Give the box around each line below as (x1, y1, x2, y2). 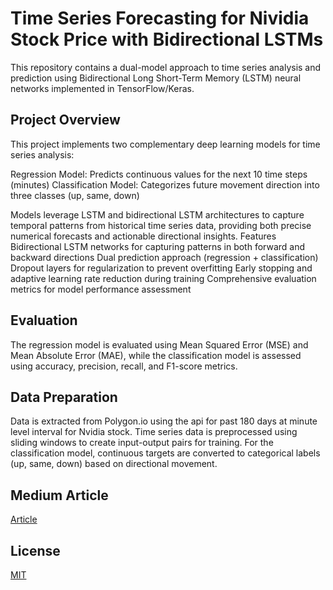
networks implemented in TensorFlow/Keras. (10, 82, 195, 94)
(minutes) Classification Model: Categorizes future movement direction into (10, 178, 320, 191)
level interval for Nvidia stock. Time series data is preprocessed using (10, 426, 298, 438)
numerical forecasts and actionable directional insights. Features (10, 230, 277, 242)
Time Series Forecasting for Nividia (10, 7, 310, 30)
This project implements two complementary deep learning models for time (10, 138, 321, 150)
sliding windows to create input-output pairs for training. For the (10, 437, 274, 449)
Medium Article (10, 487, 109, 504)
